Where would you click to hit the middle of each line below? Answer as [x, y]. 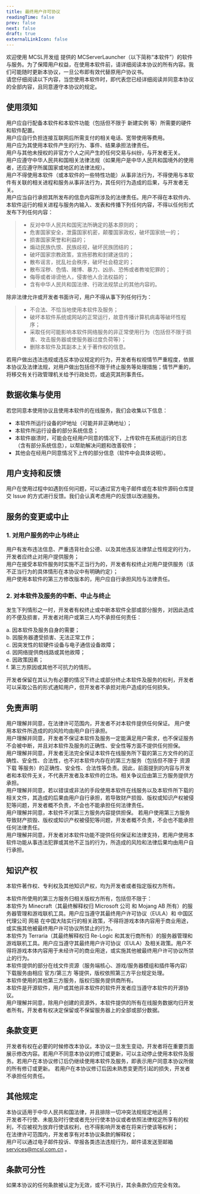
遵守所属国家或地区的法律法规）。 [67, 167]
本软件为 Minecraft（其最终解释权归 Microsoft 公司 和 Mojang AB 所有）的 [97, 906]
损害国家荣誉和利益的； [58, 239]
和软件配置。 [22, 130]
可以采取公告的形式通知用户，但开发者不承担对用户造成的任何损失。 [90, 687]
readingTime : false [30, 17]
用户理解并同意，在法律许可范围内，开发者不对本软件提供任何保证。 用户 [96, 723]
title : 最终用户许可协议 [33, 12]
